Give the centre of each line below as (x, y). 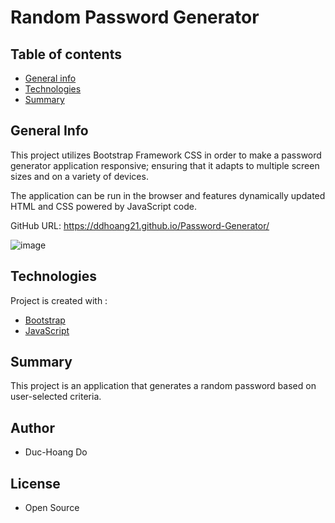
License (35, 483)
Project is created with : (59, 300)
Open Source (52, 508)
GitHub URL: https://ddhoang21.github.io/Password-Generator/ (140, 225)
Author (32, 427)
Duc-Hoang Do (56, 452)
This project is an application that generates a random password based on (163, 386)
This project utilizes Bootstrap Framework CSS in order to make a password (166, 155)
